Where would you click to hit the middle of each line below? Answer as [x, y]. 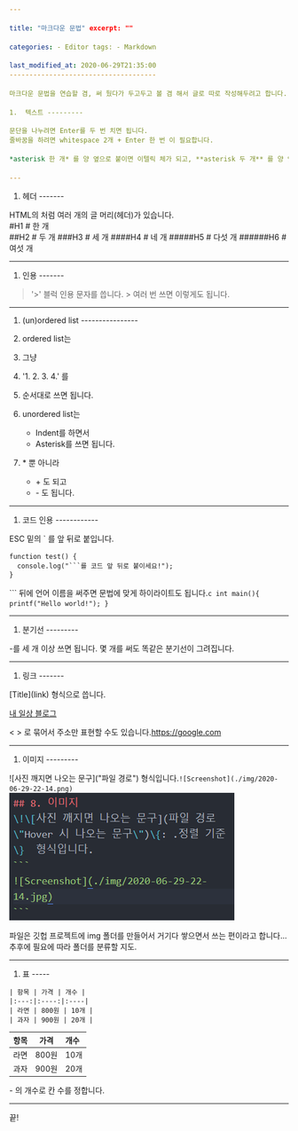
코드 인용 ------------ [60, 520]
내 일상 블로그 [33, 713]
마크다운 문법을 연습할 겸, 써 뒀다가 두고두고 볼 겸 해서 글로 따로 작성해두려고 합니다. [149, 93]
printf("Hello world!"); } [59, 604]
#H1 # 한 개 [29, 225]
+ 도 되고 [51, 481]
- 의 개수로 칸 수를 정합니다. [57, 1090]
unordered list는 [51, 413]
